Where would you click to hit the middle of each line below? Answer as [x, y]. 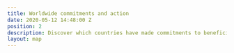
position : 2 [24, 26]
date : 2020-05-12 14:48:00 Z [49, 20]
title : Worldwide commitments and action [68, 13]
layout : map [24, 39]
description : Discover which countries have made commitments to [104, 33]
